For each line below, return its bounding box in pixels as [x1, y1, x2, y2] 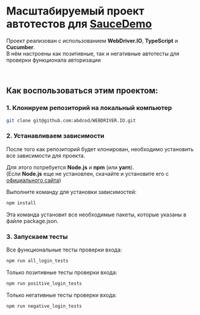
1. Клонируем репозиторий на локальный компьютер [6, 104, 172, 112]
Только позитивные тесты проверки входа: [6, 268, 117, 276]
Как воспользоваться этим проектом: [6, 86, 158, 96]
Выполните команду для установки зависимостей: [6, 188, 137, 195]
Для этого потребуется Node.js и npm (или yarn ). [6, 163, 134, 170]
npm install [6, 200, 36, 206]
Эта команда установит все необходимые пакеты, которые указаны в [6, 210, 187, 218]
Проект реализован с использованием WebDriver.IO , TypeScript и [6, 37, 178, 44]
